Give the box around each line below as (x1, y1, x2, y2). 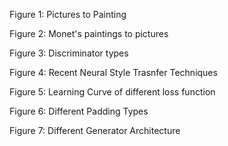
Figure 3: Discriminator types (9, 47, 129, 59)
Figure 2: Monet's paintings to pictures (9, 28, 169, 39)
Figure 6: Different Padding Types (9, 105, 149, 117)
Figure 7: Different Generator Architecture (9, 125, 181, 136)
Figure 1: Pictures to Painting (9, 9, 127, 20)
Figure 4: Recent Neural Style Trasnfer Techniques (9, 67, 218, 78)
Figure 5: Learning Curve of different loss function (9, 86, 216, 98)
